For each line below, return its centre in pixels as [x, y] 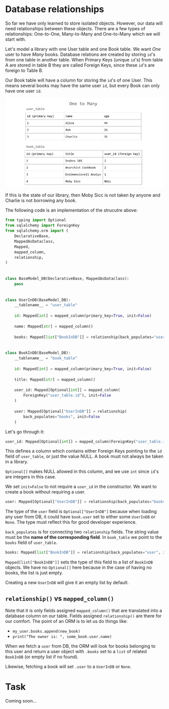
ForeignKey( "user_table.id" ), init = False [67, 396]
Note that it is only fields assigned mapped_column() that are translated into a [84, 611]
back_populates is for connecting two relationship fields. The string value [82, 532]
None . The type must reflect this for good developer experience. [71, 522]
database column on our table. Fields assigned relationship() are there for [83, 616]
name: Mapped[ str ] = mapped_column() [54, 326]
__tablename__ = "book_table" [46, 359]
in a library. [17, 462]
